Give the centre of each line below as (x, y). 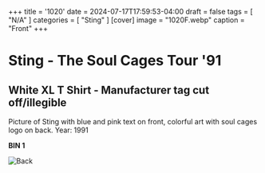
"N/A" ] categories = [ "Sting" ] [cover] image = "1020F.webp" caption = (127, 20)
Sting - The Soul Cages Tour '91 (115, 61)
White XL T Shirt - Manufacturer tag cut (109, 90)
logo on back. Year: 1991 (49, 130)
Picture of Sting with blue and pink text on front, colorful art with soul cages (133, 122)
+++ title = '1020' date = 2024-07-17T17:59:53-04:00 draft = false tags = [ (131, 12)
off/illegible (38, 102)
